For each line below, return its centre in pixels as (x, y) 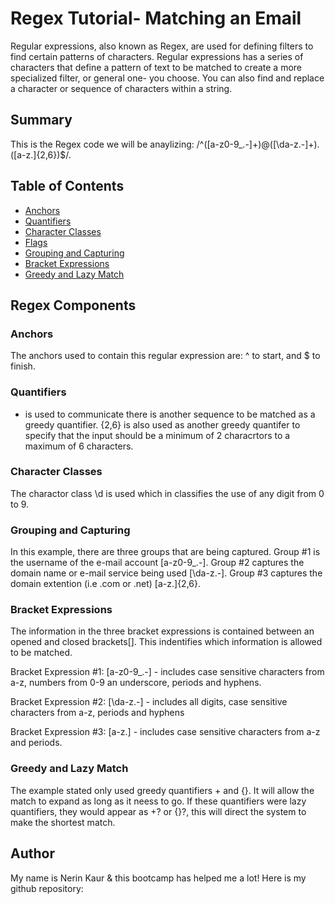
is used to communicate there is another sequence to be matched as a (170, 414)
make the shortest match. (63, 822)
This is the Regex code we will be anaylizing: (102, 144)
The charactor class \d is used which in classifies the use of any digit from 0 (167, 493)
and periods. (36, 743)
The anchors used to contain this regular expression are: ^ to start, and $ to (165, 356)
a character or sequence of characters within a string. (121, 88)
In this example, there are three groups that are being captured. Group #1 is (165, 552)
